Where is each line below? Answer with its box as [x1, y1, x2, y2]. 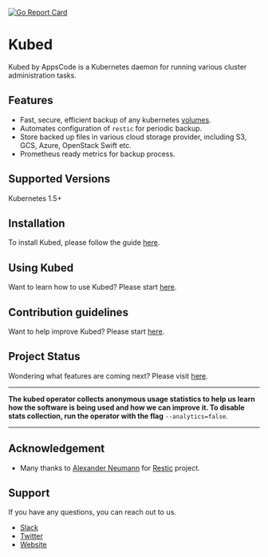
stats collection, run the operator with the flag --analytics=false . [8, 411, 229, 420]
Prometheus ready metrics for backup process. [19, 149, 175, 158]
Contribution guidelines [8, 305, 129, 319]
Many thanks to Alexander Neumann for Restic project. [19, 463, 200, 472]
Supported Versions [8, 172, 110, 186]
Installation [8, 216, 65, 230]
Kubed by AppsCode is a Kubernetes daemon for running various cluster [8, 62, 247, 71]
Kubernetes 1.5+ [8, 193, 62, 203]
